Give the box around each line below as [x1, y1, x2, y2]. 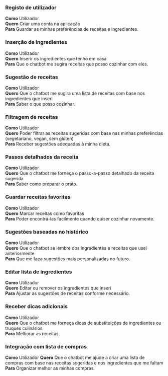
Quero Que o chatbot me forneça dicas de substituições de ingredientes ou [5, 320, 161, 326]
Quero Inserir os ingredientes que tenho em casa [5, 55, 107, 61]
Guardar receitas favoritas [5, 193, 71, 200]
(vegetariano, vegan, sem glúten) [5, 135, 74, 142]
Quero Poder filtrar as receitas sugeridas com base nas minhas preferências [5, 130, 163, 136]
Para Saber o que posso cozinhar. [5, 101, 75, 107]
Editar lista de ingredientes [5, 268, 72, 275]
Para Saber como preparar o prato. [5, 181, 78, 187]
